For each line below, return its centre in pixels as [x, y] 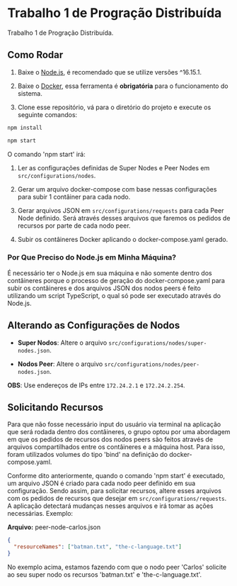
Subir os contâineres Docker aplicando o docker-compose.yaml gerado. [123, 239]
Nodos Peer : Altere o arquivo [60, 364]
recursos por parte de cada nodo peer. [74, 226]
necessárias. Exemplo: [40, 514]
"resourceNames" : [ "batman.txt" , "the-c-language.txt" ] [98, 547]
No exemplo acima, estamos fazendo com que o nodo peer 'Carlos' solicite [117, 567]
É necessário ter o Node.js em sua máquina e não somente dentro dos [110, 273]
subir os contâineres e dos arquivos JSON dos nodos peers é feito [104, 288]
